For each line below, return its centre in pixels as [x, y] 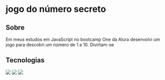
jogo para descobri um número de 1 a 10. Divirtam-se [60, 45]
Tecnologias [25, 60]
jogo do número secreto [56, 9]
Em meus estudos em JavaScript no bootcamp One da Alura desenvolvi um [83, 39]
